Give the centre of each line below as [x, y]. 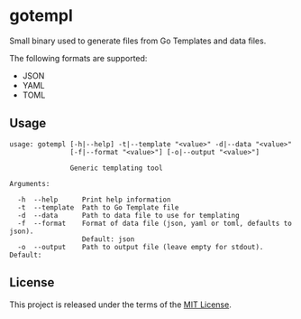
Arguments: [30, 183]
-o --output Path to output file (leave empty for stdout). [141, 247]
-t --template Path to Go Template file [98, 207]
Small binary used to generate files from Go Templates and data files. [138, 41]
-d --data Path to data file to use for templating [129, 215]
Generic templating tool [117, 168]
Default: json [108, 239]
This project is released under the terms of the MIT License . [120, 305]
